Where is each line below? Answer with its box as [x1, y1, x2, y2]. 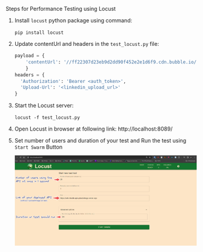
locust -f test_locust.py [14, 115, 80, 121]
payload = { [14, 53, 45, 59]
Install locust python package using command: [14, 17, 133, 24]
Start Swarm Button [14, 143, 63, 150]
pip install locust [14, 30, 64, 36]
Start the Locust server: [14, 102, 74, 109]
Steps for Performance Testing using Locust [5, 5, 116, 12]
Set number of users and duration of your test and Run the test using [14, 137, 187, 144]
